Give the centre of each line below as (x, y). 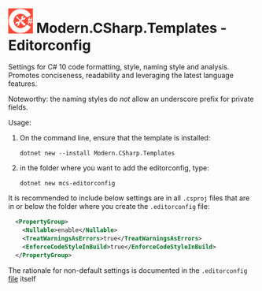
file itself (22, 278)
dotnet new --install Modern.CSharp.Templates (97, 154)
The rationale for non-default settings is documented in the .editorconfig (128, 270)
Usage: (20, 123)
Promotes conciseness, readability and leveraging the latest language (121, 76)
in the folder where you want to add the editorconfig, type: (114, 168)
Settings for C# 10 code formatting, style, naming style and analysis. (119, 67)
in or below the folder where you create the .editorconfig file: (109, 207)
